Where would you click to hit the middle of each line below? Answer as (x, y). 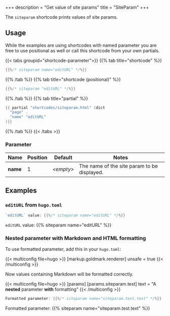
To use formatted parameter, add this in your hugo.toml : (63, 249)
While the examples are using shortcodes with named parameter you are (81, 45)
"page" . (19, 112)
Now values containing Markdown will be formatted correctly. (69, 274)
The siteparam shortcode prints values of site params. (61, 17)
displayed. (91, 173)
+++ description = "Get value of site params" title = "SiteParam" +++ (77, 7)
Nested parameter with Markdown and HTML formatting (76, 238)
